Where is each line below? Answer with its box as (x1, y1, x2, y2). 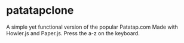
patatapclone (6, 4, 74, 17)
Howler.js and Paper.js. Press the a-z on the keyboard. (6, 29, 140, 36)
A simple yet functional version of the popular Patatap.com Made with (6, 23, 178, 30)
